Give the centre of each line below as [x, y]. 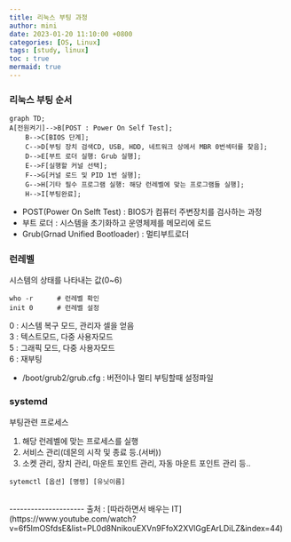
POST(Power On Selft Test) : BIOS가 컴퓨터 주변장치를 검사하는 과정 [142, 212]
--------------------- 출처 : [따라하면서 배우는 [90, 508]
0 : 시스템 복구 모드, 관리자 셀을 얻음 [72, 326]
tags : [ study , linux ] [49, 51]
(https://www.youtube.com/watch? [73, 518]
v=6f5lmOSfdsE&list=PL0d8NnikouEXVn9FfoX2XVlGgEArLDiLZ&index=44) [146, 528]
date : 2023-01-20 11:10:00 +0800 [71, 34]
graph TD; [28, 119]
